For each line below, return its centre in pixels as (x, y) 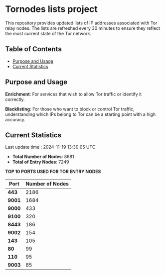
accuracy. (15, 119)
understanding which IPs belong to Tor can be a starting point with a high (81, 114)
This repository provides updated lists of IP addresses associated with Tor (81, 23)
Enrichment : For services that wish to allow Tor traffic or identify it (74, 94)
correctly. (15, 99)
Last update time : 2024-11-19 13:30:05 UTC (50, 147)
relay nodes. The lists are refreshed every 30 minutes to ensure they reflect (83, 28)
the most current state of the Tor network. (48, 33)
